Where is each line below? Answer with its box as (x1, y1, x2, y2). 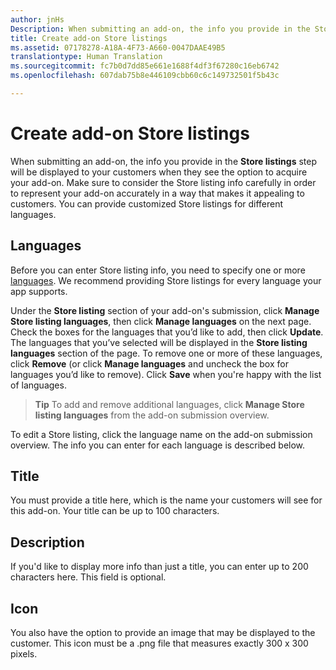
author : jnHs (10, 14, 65, 25)
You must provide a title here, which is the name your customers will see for (10, 494, 323, 506)
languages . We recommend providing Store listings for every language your (10, 274, 322, 286)
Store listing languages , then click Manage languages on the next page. (10, 315, 312, 327)
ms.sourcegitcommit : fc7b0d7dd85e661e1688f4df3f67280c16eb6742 (10, 61, 280, 71)
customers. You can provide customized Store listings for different (10, 197, 284, 210)
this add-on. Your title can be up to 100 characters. (10, 505, 220, 517)
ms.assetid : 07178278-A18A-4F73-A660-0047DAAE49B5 (10, 42, 226, 53)
